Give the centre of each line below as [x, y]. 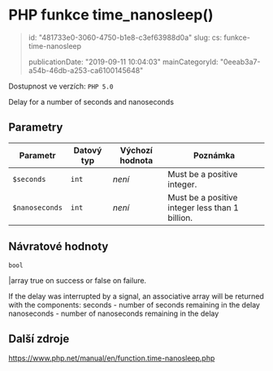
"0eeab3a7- [240, 62]
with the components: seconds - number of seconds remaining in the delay [134, 304]
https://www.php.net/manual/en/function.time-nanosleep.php [112, 358]
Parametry [36, 127]
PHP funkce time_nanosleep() [111, 15]
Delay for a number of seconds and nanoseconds [91, 101]
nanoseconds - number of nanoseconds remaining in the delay [114, 313]
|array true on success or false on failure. [78, 280]
